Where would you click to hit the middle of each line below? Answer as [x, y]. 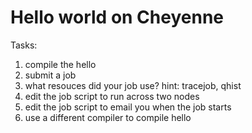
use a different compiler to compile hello [108, 117]
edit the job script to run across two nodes [112, 96]
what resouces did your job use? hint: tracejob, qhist [133, 85]
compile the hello [60, 64]
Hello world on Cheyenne [117, 17]
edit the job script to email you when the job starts [128, 107]
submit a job [50, 75]
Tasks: [24, 45]
